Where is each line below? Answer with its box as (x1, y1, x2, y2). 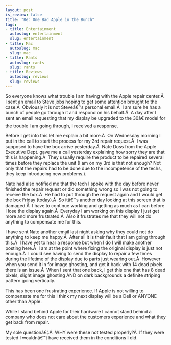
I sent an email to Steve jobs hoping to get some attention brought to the (5, 98, 157, 105)
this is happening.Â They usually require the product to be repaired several (5, 154, 164, 160)
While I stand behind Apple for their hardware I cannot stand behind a (5, 308, 152, 314)
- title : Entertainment (5, 27, 56, 32)
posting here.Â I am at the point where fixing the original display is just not (5, 245, 162, 251)
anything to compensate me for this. (5, 218, 82, 225)
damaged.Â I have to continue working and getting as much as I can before (5, 202, 165, 208)
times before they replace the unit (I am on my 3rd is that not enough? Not (5, 159, 161, 166)
